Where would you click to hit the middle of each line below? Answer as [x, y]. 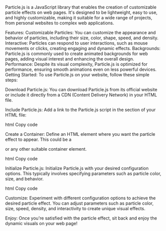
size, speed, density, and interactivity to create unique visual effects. [75, 208]
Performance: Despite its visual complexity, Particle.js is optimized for [76, 64]
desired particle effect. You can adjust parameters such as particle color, [79, 203]
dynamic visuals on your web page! [41, 223]
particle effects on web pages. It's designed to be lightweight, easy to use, [81, 12]
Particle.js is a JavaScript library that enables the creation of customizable [81, 7]
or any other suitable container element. [46, 149]
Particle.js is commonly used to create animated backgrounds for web [77, 54]
